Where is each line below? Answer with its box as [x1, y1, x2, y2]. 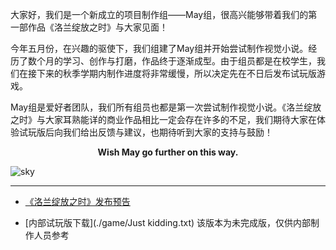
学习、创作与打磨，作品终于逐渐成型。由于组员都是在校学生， [62, 55, 317, 67]
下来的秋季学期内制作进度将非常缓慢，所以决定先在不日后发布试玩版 [36, 68, 317, 79]
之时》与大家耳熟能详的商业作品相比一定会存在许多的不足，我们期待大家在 [10, 114, 317, 125]
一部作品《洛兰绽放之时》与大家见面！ [10, 21, 168, 33]
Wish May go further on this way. [97, 146, 239, 158]
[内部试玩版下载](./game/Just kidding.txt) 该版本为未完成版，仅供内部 [24, 217, 312, 228]
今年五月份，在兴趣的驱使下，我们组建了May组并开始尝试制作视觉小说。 [10, 43, 309, 54]
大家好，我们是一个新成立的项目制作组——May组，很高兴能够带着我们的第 [10, 9, 318, 20]
